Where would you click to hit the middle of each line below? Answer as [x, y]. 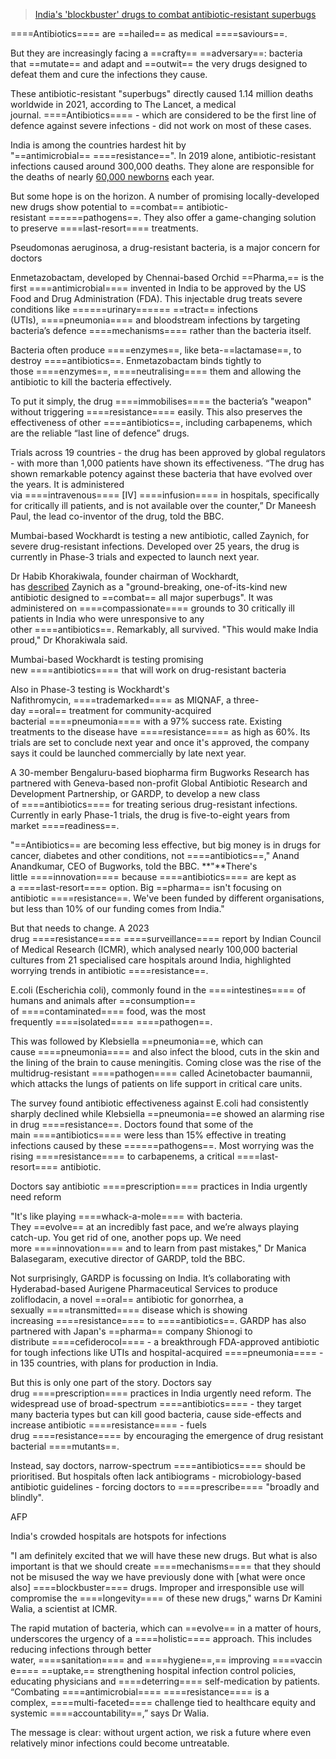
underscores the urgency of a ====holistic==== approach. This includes [161, 1638]
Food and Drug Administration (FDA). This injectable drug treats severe [156, 298]
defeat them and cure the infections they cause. [109, 74]
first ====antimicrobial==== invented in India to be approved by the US [158, 288]
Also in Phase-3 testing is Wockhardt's [90, 689]
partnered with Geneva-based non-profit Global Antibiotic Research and [159, 783]
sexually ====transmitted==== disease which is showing [129, 1310]
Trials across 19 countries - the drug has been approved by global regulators [168, 452]
